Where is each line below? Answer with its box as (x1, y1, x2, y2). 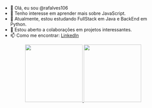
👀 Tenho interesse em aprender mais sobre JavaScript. (10, 10, 126, 16)
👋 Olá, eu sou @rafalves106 (10, 5, 68, 11)
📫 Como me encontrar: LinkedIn (10, 32, 79, 38)
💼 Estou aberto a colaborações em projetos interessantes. (10, 27, 132, 33)
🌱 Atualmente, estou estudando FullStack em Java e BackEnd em (10, 16, 147, 21)
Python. (10, 21, 27, 27)
